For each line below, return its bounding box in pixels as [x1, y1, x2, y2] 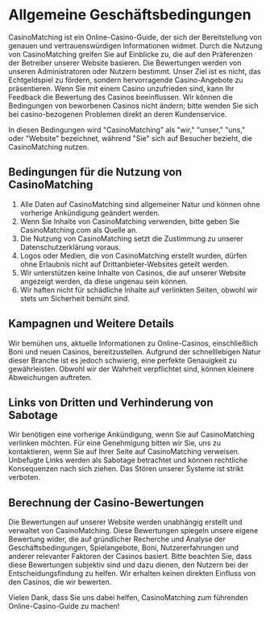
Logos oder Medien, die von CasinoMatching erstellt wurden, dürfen [19, 251, 247, 260]
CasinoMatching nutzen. [8, 142, 90, 151]
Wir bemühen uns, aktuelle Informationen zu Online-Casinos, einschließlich [8, 338, 259, 348]
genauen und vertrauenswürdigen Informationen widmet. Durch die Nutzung [8, 40, 263, 50]
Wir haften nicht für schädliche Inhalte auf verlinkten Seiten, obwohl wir [19, 284, 258, 295]
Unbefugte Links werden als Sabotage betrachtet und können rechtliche [8, 455, 248, 465]
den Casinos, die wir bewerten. [8, 578, 112, 587]
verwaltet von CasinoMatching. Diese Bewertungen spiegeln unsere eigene [8, 526, 259, 536]
